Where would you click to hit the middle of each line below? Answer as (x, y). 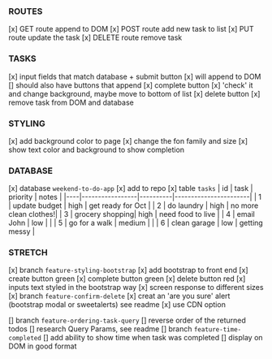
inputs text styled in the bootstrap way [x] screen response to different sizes (136, 288)
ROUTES (26, 11)
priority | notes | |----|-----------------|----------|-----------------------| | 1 (135, 197)
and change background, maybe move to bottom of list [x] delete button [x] (134, 93)
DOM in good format (43, 346)
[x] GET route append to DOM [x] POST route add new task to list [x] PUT (131, 29)
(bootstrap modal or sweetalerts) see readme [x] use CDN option (117, 305)
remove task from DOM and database (71, 102)
